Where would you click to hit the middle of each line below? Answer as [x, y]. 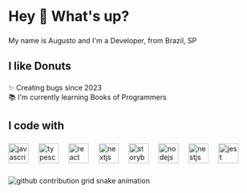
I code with [36, 125]
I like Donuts [40, 66]
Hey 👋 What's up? [69, 16]
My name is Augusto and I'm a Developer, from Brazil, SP [103, 41]
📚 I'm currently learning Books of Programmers [87, 97]
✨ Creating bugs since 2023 [55, 88]
